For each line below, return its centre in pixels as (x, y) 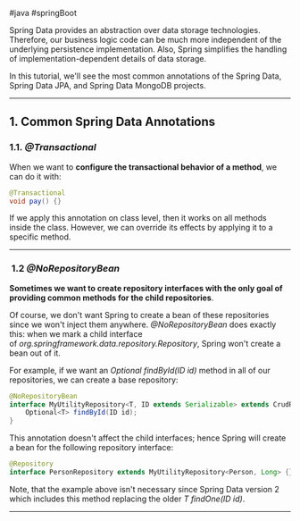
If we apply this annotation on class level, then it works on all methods (138, 218)
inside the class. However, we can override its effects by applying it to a (142, 228)
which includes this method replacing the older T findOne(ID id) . (127, 499)
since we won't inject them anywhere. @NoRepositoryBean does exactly (143, 324)
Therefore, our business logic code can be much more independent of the (146, 40)
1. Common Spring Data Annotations (112, 122)
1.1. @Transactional (53, 147)
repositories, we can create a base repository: (94, 380)
